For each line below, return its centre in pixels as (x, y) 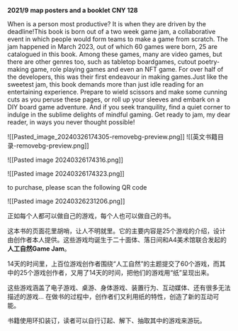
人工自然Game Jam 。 (39, 249)
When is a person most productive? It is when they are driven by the (107, 24)
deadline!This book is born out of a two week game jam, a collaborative (112, 32)
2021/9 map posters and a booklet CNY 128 (73, 10)
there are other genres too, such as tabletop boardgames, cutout (102, 62)
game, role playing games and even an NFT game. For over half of (127, 69)
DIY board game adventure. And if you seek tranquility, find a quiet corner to (119, 107)
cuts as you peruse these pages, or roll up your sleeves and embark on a (114, 99)
